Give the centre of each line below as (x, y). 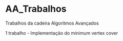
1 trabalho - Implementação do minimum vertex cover (62, 33)
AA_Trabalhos (36, 9)
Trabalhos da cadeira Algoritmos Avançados (52, 23)
